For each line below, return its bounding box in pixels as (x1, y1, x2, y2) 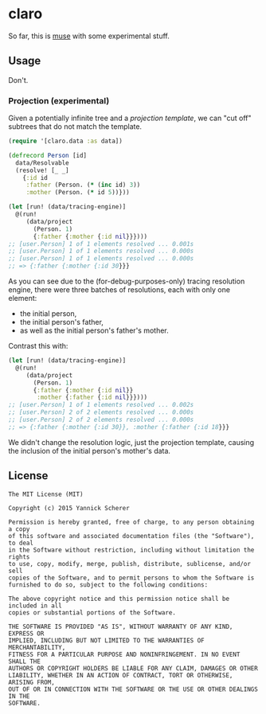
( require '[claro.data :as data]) (8, 137, 123, 146)
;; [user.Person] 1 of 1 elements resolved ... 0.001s (8, 240, 194, 248)
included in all (8, 602, 62, 610)
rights (8, 552, 30, 561)
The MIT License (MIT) (8, 490, 84, 498)
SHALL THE (8, 657, 41, 665)
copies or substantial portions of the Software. (8, 608, 177, 617)
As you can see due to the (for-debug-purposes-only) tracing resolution (8, 276, 245, 287)
